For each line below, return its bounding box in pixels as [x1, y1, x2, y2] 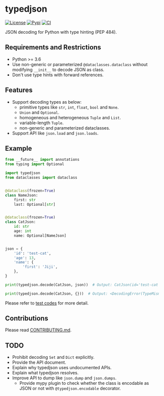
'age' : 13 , [14, 255, 36, 260]
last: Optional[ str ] [14, 202, 56, 207]
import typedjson [5, 171, 41, 176]
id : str [14, 224, 29, 229]
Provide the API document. [12, 359, 66, 365]
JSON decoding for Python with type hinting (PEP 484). [5, 29, 117, 35]
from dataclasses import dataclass [5, 175, 78, 180]
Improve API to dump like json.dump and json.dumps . [12, 375, 117, 381]
